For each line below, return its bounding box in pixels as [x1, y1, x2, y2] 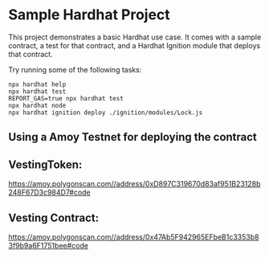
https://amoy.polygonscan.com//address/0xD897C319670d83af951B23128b [8, 179, 261, 189]
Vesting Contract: [8, 211, 100, 224]
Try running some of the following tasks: [8, 64, 142, 74]
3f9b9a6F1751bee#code [8, 240, 88, 250]
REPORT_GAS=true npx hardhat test [8, 94, 124, 102]
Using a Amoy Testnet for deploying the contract [8, 130, 257, 144]
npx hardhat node [8, 101, 67, 109]
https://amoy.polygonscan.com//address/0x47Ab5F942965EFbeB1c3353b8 [8, 231, 259, 242]
